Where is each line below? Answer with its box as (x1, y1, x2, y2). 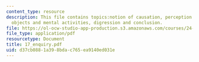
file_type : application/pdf (6, 31, 76, 37)
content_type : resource (6, 8, 65, 15)
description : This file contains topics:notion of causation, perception (6, 14, 192, 20)
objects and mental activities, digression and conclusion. (11, 19, 163, 25)
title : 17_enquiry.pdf (6, 42, 62, 48)
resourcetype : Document (6, 36, 65, 42)
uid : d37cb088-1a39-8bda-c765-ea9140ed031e (6, 47, 115, 53)
